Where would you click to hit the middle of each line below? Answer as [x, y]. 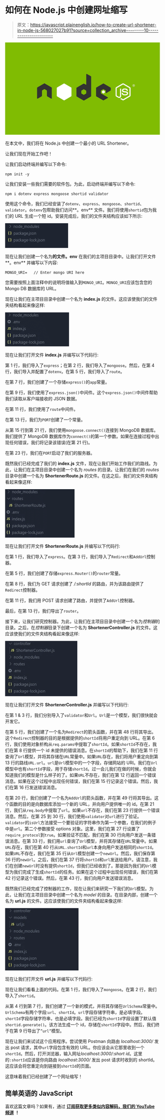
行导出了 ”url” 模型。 [44, 1031]
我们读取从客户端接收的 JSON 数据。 [42, 398]
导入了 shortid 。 [22, 996]
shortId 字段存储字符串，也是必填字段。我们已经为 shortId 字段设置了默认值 [81, 1018]
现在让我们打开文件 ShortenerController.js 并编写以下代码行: [67, 704]
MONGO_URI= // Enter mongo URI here [45, 272]
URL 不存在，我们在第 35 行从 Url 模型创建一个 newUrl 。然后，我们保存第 [85, 853]
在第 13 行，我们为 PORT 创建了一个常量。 [45, 420]
